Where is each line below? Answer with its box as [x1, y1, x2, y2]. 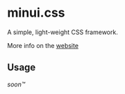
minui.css [7, 5, 65, 21]
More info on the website [7, 41, 78, 49]
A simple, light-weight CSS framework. [7, 28, 118, 36]
